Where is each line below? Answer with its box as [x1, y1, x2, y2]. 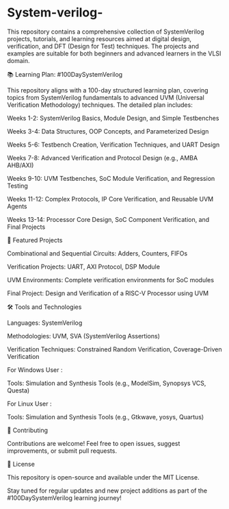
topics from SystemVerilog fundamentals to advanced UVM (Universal [7, 93, 205, 101]
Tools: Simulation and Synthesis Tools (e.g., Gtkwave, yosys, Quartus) [7, 412, 204, 421]
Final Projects [7, 223, 46, 231]
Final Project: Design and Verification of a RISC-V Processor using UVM [7, 289, 209, 297]
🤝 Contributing [7, 426, 49, 434]
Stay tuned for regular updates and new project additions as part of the [7, 486, 207, 495]
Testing [7, 182, 29, 190]
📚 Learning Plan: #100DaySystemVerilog [7, 70, 123, 78]
